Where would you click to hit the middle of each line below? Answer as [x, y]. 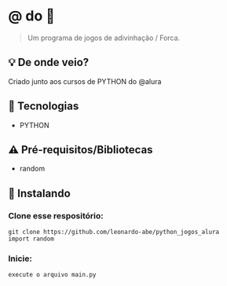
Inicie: [20, 258]
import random [31, 239]
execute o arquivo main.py [52, 275]
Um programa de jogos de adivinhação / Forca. [104, 38]
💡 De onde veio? [49, 62]
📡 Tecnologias [44, 106]
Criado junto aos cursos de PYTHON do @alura [85, 81]
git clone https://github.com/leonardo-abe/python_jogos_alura [114, 232]
